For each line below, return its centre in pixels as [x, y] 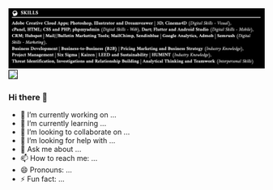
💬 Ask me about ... [51, 149]
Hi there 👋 [28, 97]
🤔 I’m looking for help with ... [68, 140]
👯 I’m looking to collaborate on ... [75, 132]
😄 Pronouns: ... [46, 170]
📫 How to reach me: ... [59, 158]
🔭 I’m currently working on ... [68, 114]
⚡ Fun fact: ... [42, 179]
